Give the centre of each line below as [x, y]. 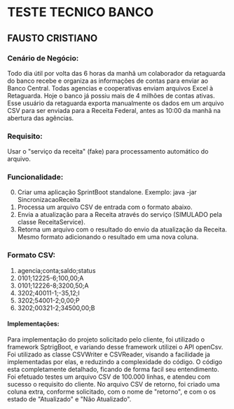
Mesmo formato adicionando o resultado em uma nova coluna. [108, 237]
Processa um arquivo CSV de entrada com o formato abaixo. [105, 207]
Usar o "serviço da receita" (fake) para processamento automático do [108, 152]
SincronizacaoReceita [49, 200]
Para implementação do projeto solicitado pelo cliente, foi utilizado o [106, 339]
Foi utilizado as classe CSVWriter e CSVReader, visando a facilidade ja [109, 354]
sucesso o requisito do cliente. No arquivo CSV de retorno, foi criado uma [114, 384]
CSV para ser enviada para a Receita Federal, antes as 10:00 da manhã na [114, 110]
